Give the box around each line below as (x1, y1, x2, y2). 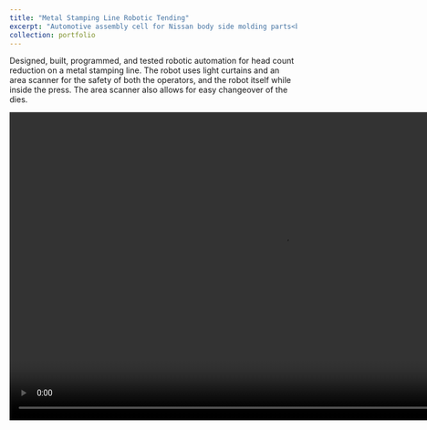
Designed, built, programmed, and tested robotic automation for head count (9, 56, 295, 67)
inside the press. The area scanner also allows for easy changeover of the (9, 84, 288, 96)
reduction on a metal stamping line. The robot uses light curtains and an (9, 65, 280, 76)
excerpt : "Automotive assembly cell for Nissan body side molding (9, 22, 267, 31)
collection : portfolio (9, 30, 96, 39)
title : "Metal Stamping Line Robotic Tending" (9, 13, 190, 23)
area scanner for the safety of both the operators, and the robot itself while (9, 75, 292, 86)
